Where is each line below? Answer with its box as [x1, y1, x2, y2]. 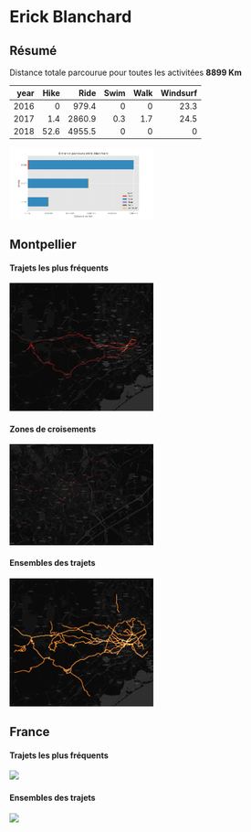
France [9, 724, 50, 740]
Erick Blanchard [9, 6, 132, 27]
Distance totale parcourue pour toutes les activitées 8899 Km [9, 67, 242, 78]
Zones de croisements [9, 423, 97, 434]
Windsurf [160, 87, 198, 98]
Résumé [9, 43, 58, 59]
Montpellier [9, 237, 78, 252]
